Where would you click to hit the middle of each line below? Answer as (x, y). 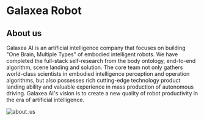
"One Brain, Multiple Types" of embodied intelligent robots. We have (92, 54)
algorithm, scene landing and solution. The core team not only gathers (95, 67)
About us (24, 33)
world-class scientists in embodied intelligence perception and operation (98, 74)
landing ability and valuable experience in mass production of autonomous (100, 87)
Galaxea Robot (44, 11)
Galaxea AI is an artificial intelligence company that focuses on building (96, 48)
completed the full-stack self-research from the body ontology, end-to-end (101, 61)
